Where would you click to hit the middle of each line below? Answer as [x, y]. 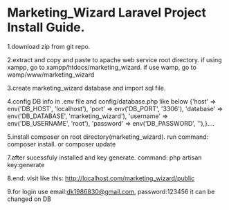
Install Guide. [46, 27]
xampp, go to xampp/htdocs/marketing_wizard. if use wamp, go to [102, 67]
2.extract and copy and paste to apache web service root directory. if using [115, 59]
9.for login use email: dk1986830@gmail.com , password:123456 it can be [111, 191]
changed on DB [29, 199]
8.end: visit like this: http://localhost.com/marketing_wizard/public [101, 178]
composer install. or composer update [62, 144]
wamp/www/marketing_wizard [51, 75]
